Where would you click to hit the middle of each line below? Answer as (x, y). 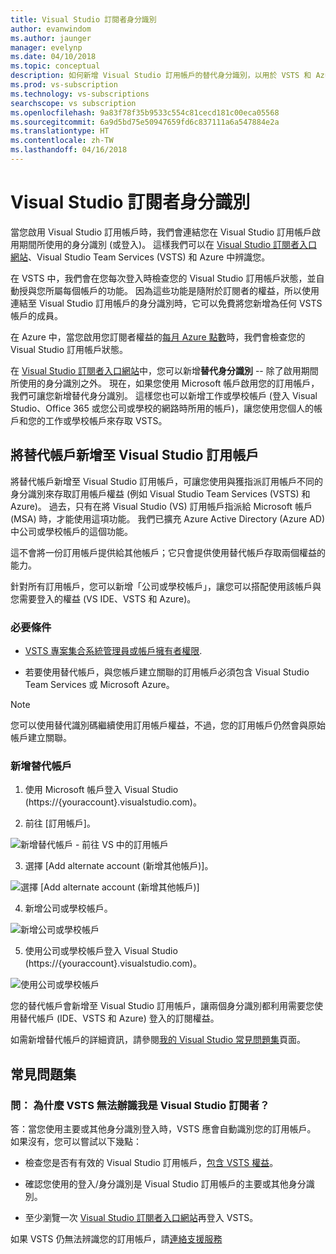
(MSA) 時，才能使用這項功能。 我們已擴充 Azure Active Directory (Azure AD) (168, 518)
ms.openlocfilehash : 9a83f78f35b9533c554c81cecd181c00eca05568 (145, 112)
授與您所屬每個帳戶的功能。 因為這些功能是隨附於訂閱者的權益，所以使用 (169, 290)
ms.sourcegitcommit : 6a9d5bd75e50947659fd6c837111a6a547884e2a (145, 122)
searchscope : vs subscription (73, 103)
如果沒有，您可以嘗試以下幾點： (76, 1141)
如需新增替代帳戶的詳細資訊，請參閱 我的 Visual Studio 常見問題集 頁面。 (158, 1040)
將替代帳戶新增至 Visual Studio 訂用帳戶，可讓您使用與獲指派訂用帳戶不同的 (166, 481)
